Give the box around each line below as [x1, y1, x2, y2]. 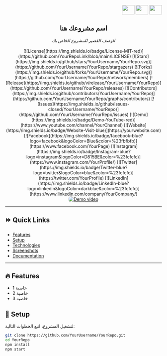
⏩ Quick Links [5, 216, 50, 225]
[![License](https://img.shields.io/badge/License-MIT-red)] [23, 48, 144, 54]
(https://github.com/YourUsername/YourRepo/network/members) [14, 74, 149, 80]
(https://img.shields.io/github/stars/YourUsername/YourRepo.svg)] [15, 58, 152, 64]
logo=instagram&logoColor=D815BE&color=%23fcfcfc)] [26, 154, 141, 160]
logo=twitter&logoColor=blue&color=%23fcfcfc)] [33, 169, 134, 176]
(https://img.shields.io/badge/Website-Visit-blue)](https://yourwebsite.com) [5, 127, 162, 133]
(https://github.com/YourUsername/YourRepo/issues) [19, 112, 129, 118]
